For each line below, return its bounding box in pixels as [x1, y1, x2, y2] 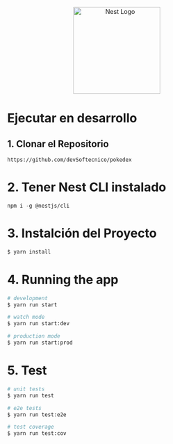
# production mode [7, 333, 60, 340]
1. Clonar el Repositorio [7, 138, 109, 149]
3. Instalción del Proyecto [7, 226, 157, 241]
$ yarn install [7, 248, 51, 255]
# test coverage [7, 424, 54, 431]
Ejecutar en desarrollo [7, 110, 138, 126]
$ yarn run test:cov [7, 430, 67, 437]
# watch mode [7, 313, 45, 321]
